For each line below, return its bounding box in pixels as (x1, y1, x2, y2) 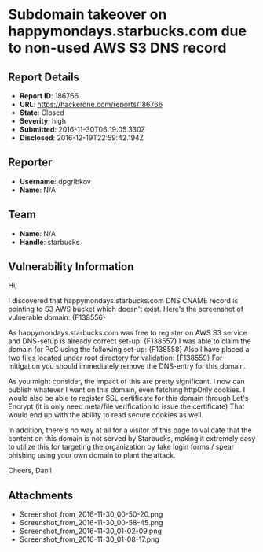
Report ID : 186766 (19, 91, 79, 100)
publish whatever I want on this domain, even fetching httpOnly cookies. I (8, 385, 246, 395)
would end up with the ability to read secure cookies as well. (8, 410, 204, 420)
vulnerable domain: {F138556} (8, 313, 106, 322)
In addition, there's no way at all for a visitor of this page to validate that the (8, 425, 253, 435)
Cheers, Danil (8, 466, 53, 476)
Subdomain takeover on (8, 6, 167, 24)
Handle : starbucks (19, 237, 80, 246)
